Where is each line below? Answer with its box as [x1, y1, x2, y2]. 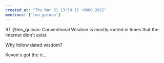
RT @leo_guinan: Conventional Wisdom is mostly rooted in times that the [5, 26, 159, 32]
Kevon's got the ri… [5, 52, 47, 58]
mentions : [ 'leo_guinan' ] [5, 12, 60, 17]
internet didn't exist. [5, 32, 48, 38]
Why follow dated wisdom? [5, 41, 63, 48]
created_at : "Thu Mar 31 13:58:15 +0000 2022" [5, 7, 107, 13]
